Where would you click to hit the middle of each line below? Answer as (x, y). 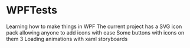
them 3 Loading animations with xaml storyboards (67, 39)
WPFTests (32, 10)
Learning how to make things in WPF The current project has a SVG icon (94, 26)
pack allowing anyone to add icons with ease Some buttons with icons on (95, 32)
